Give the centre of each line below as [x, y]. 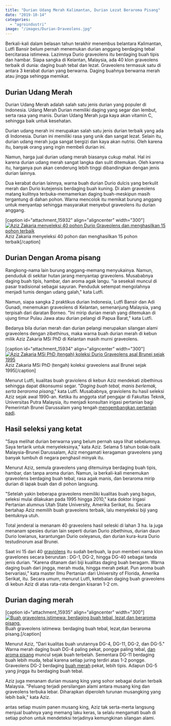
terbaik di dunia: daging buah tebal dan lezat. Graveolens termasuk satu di [83, 65]
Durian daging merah [39, 600]
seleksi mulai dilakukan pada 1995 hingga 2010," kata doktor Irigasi [76, 499]
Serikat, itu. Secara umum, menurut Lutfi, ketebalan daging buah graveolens [85, 578]
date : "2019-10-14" [26, 15]
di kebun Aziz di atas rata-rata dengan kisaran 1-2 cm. [62, 584]
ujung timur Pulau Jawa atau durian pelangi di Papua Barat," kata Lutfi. [79, 318]
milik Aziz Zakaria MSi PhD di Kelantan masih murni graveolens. [72, 339]
